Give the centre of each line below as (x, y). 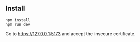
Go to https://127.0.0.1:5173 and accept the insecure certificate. (71, 34)
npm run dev (18, 24)
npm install (18, 20)
